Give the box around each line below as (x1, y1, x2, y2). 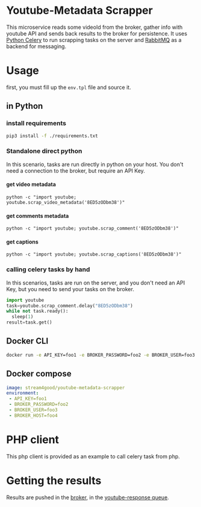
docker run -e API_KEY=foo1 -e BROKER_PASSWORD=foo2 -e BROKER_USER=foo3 (6, 352, 196, 358)
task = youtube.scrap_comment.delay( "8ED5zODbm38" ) (6, 303, 134, 309)
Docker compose (6, 369, 72, 379)
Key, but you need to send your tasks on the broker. (6, 285, 134, 292)
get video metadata (6, 181, 56, 188)
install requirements (6, 119, 66, 128)
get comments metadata (6, 212, 69, 220)
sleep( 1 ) (11, 314, 34, 320)
